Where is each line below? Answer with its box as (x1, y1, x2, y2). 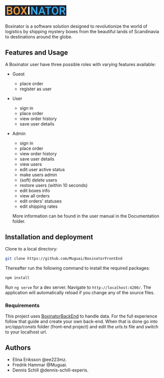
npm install (5, 275, 30, 280)
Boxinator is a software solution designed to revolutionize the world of (5, 23, 148, 29)
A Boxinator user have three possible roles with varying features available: (5, 62, 156, 67)
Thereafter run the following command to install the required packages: (5, 265, 150, 271)
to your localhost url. (5, 329, 47, 335)
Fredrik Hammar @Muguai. (12, 362, 68, 368)
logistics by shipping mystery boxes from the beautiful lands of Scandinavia (5, 29, 160, 35)
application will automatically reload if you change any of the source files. (5, 289, 155, 295)
